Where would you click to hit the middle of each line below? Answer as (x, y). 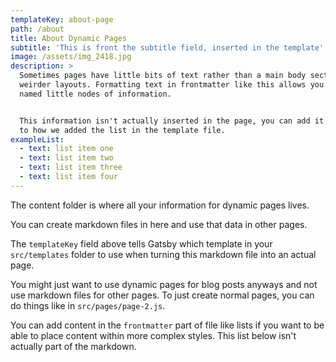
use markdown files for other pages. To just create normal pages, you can (162, 295)
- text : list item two (66, 158)
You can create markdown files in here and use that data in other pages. (159, 224)
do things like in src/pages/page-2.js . (88, 305)
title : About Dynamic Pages (69, 38)
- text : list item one (66, 149)
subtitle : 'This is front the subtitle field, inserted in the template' (167, 47)
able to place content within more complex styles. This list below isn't (153, 335)
